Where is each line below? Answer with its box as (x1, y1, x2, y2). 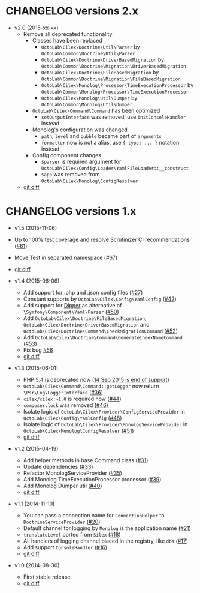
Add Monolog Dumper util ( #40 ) (23, 482, 102, 489)
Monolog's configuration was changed (32, 126, 128, 133)
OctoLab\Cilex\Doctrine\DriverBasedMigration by (41, 56, 165, 63)
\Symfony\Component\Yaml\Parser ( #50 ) (23, 308, 119, 315)
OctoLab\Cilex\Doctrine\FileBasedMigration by (41, 68, 159, 76)
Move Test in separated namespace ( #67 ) (14, 254, 118, 261)
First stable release (23, 573, 71, 580)
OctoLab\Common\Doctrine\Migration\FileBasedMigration (41, 76, 181, 82)
